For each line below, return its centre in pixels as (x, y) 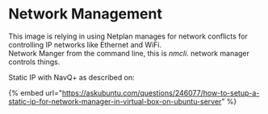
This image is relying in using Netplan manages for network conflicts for (128, 36)
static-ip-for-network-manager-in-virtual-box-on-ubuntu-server (115, 101)
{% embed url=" (36, 92)
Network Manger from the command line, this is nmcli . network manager (129, 53)
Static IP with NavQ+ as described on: (71, 77)
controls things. (34, 62)
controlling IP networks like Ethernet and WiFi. (85, 44)
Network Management (86, 14)
